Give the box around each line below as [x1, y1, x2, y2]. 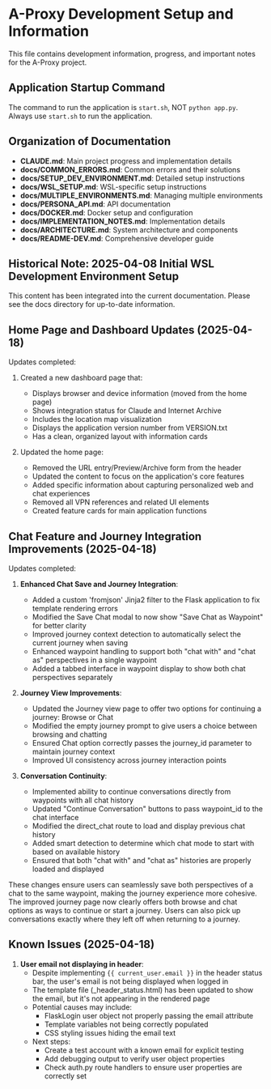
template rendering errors [32, 604, 119, 613]
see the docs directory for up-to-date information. [8, 300, 176, 309]
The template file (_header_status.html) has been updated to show [32, 985, 253, 994]
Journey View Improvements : [19, 688, 122, 697]
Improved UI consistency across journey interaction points [32, 755, 227, 765]
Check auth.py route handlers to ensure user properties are [44, 1062, 243, 1072]
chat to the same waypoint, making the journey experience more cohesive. [8, 888, 257, 898]
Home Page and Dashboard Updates [8, 323, 195, 337]
